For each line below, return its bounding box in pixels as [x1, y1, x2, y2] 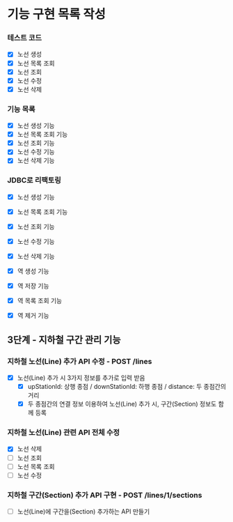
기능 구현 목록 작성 [7, 6, 106, 22]
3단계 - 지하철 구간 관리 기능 [7, 334, 121, 346]
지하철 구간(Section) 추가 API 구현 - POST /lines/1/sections [7, 490, 202, 500]
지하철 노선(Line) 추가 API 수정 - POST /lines [7, 356, 152, 366]
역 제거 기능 [17, 312, 50, 320]
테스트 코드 [7, 33, 42, 43]
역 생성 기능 [17, 267, 50, 275]
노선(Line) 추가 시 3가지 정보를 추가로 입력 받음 [17, 374, 145, 382]
